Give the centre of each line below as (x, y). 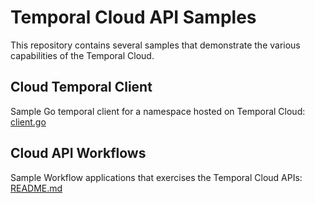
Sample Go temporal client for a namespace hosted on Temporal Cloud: (158, 111)
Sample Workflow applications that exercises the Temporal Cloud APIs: (156, 177)
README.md (36, 188)
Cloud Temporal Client (81, 87)
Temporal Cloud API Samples (133, 17)
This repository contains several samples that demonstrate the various (155, 45)
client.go (28, 122)
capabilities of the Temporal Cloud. (82, 55)
